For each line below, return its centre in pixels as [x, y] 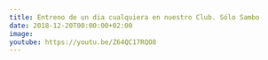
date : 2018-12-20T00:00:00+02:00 [71, 26]
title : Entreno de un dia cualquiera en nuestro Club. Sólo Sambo [134, 17]
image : [21, 34]
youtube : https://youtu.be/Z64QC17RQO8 [83, 42]
